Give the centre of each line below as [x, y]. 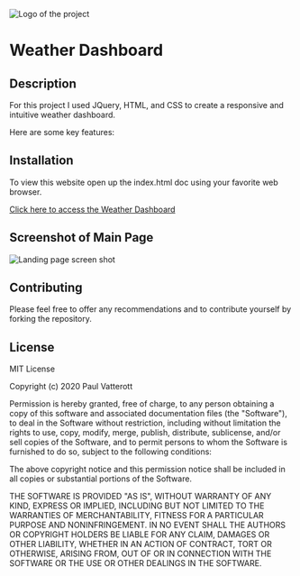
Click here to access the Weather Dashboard [92, 209]
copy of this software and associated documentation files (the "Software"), [149, 414]
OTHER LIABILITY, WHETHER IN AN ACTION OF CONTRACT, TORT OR [141, 544]
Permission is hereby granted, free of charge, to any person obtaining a [142, 404]
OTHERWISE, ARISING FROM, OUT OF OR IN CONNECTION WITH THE [141, 553]
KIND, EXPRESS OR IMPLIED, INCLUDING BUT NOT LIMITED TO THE [137, 506]
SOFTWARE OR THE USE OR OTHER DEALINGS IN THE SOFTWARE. [136, 563]
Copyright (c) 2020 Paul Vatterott [71, 387]
